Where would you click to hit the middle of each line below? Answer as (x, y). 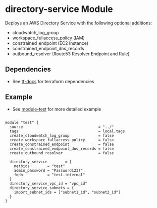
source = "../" (62, 127)
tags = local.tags (67, 131)
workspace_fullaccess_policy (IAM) (49, 38)
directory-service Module (59, 9)
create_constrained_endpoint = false (62, 144)
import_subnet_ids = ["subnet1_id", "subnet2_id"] (67, 192)
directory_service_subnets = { (42, 188)
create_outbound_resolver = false (62, 153)
